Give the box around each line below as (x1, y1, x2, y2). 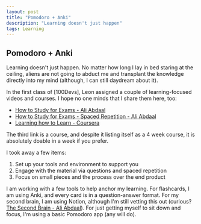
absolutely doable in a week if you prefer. (6, 137, 109, 145)
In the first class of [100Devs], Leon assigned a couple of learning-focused (6, 89, 192, 96)
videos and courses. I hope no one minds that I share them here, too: (6, 95, 178, 102)
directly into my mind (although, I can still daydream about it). (6, 76, 158, 84)
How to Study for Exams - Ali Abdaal (14, 107, 106, 114)
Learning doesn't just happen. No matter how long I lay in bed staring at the (6, 64, 194, 71)
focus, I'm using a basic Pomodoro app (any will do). (6, 211, 137, 218)
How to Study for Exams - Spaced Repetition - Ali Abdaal (14, 113, 156, 120)
